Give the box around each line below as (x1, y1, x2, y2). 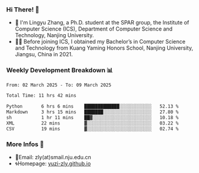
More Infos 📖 (6, 140, 44, 148)
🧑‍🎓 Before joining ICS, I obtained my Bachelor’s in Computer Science (14, 38, 186, 45)
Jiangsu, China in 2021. (14, 51, 73, 58)
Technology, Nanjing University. (14, 32, 94, 39)
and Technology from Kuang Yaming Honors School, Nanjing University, (14, 44, 194, 51)
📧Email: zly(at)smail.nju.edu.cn (14, 154, 91, 161)
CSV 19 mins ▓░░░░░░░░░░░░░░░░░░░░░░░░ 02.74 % (6, 126, 179, 132)
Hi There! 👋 (6, 5, 40, 14)
